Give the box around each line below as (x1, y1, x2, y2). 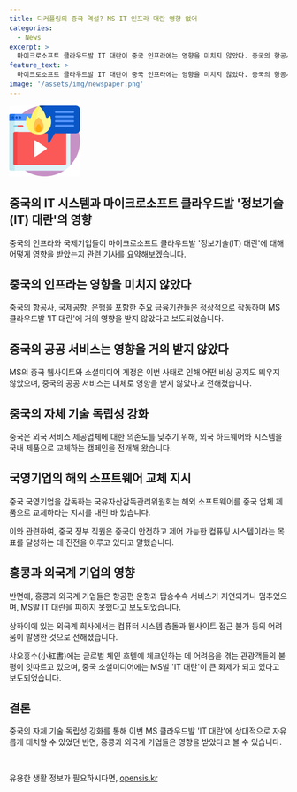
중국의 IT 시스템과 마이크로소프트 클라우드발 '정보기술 (9, 196, 285, 211)
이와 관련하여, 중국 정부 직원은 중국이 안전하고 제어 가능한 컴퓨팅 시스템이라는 (9, 526, 276, 536)
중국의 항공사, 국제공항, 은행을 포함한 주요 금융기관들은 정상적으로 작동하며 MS (9, 302, 281, 313)
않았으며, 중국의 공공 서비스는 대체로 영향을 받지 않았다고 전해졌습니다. (9, 378, 252, 388)
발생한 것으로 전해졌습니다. (25, 631, 118, 642)
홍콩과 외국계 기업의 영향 (9, 565, 135, 581)
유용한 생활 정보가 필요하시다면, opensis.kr (9, 773, 158, 783)
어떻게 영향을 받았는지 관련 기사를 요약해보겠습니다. (9, 249, 187, 259)
